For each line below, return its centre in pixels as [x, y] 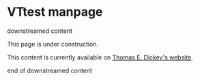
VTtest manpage [55, 12]
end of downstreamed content [50, 70]
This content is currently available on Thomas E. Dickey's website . [100, 57]
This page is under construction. [53, 44]
